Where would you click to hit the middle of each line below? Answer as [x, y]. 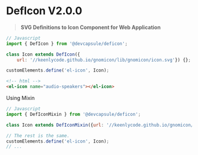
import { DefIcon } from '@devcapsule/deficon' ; [67, 43]
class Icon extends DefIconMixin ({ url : [55, 125]
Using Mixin [21, 98]
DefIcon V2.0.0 [44, 11]
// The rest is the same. [38, 135]
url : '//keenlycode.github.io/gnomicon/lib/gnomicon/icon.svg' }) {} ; [104, 60]
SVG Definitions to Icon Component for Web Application [90, 27]
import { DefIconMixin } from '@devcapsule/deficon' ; [74, 114]
